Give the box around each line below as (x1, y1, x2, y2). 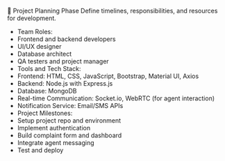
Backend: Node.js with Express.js (17, 79, 113, 87)
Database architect (17, 49, 72, 58)
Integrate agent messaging (17, 139, 94, 146)
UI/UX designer (17, 43, 62, 50)
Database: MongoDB (17, 87, 77, 95)
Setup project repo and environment (17, 116, 122, 125)
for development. (7, 14, 57, 22)
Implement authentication (17, 124, 91, 132)
